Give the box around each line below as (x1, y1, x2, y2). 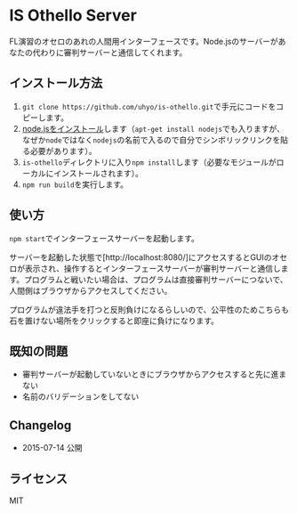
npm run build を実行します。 (21, 179, 129, 190)
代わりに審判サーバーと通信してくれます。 (32, 46, 188, 58)
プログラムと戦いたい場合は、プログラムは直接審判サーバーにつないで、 (23, 273, 288, 285)
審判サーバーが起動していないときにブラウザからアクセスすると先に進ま (21, 369, 287, 379)
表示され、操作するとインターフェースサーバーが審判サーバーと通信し (24, 263, 282, 273)
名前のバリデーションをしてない (21, 391, 140, 402)
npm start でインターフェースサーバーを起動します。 (9, 232, 200, 243)
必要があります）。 (29, 145, 97, 156)
